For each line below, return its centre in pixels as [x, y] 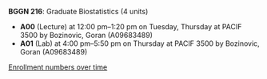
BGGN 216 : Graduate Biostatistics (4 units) [78, 11]
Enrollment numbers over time [58, 67]
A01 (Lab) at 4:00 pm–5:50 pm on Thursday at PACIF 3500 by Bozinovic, [139, 43]
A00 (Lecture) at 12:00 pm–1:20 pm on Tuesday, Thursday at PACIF [131, 26]
